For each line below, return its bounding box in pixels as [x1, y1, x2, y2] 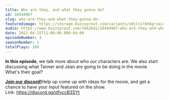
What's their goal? [5, 68, 43, 75]
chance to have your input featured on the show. [5, 83, 106, 90]
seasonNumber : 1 [5, 40, 39, 45]
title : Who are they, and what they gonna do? [5, 7, 105, 12]
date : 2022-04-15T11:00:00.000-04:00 [5, 30, 84, 35]
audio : [5, 26, 19, 31]
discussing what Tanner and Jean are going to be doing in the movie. [5, 63, 148, 69]
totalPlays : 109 [5, 44, 39, 49]
